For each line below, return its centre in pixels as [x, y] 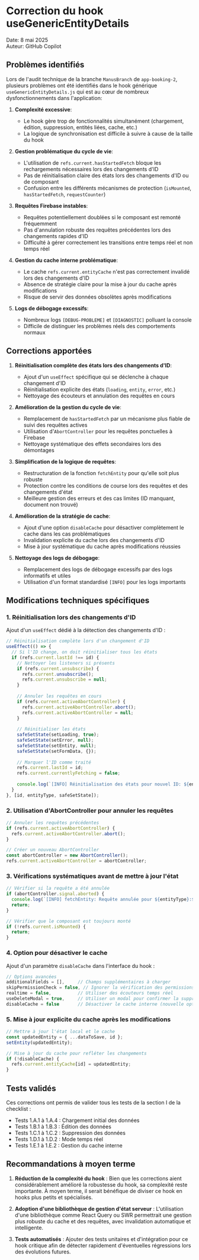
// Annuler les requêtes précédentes [53, 823]
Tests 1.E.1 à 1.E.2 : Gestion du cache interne [69, 1145]
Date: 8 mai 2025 [27, 40]
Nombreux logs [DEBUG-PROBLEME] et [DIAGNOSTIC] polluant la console [108, 320]
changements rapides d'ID [56, 236]
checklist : [19, 1109]
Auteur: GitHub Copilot [34, 46]
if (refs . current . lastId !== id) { [55, 658]
